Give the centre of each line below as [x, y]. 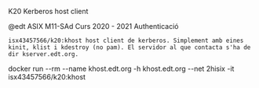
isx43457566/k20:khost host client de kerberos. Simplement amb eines [126, 40]
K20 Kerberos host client [48, 11]
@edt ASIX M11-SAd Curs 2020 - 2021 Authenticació [93, 26]
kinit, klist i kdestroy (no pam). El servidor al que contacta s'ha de [129, 48]
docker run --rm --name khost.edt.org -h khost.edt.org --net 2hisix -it [121, 69]
